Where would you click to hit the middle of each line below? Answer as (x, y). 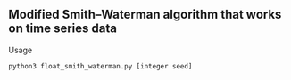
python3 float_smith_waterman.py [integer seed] (100, 66)
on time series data (63, 29)
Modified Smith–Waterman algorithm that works (145, 15)
